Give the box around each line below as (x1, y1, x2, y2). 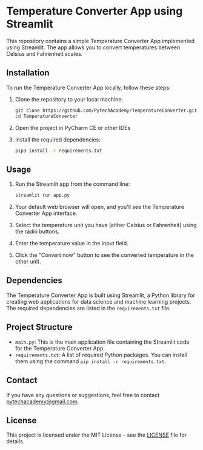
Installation (6, 68, 50, 78)
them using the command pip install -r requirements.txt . (15, 357, 167, 365)
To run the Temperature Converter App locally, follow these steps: (6, 84, 171, 91)
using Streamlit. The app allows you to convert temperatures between (6, 44, 181, 51)
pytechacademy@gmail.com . (6, 398, 79, 405)
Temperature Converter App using (6, 4, 183, 18)
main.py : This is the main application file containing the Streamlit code (15, 338, 190, 346)
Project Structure (6, 322, 73, 332)
